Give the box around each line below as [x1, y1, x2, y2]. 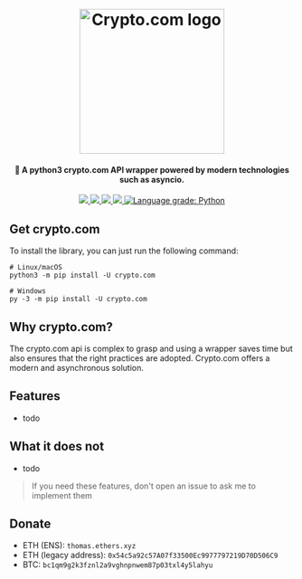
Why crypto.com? [9, 319, 113, 335]
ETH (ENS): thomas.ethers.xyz [22, 540, 137, 551]
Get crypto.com [9, 221, 100, 237]
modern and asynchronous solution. [9, 363, 145, 374]
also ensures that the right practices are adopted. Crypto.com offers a [9, 353, 270, 364]
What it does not [9, 439, 105, 454]
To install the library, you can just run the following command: [9, 245, 239, 256]
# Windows [9, 287, 47, 296]
